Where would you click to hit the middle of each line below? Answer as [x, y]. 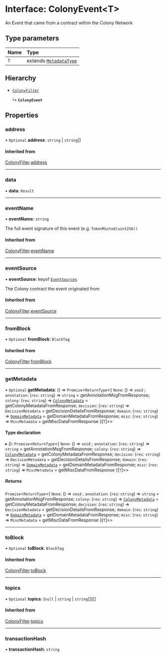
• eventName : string [27, 219]
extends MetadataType [52, 60]
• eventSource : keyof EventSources [41, 279]
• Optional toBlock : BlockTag [35, 548]
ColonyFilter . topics [24, 621]
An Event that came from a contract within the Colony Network [69, 23]
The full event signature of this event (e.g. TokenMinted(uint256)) [72, 229]
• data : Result [20, 190]
